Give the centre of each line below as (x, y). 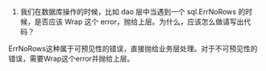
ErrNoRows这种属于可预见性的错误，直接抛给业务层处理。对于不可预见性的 (133, 49)
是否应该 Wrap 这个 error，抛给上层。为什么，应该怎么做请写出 (139, 22)
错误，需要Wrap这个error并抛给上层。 (71, 59)
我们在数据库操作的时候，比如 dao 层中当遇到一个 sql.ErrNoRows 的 (133, 12)
